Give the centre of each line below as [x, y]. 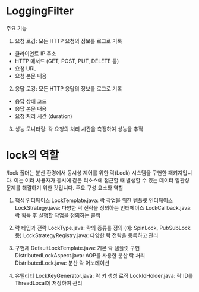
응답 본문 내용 [31, 108]
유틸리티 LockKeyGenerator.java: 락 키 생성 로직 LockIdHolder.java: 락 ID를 [104, 275]
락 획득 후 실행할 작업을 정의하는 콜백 [58, 215]
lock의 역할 [33, 155]
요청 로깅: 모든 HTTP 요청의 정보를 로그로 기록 [68, 41]
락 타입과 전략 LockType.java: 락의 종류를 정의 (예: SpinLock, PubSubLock [103, 228]
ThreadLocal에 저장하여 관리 [48, 283]
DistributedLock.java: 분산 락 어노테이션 [62, 263]
